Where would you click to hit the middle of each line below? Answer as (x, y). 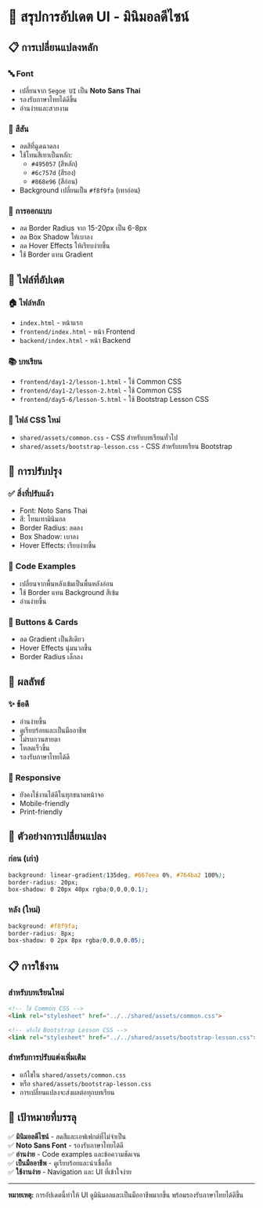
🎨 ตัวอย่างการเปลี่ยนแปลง (58, 836)
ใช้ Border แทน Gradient (56, 254)
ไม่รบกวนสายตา (40, 739)
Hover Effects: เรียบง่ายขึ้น (58, 546)
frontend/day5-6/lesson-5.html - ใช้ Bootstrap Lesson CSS (114, 400)
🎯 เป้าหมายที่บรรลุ (42, 1117)
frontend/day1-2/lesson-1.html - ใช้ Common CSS (101, 381)
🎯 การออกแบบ (30, 211)
